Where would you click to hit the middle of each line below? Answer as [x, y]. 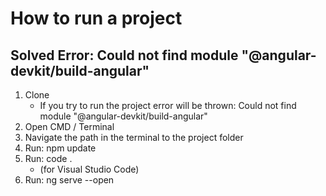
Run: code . [48, 158]
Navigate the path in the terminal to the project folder [134, 137]
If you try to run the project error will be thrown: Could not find [168, 105]
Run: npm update [60, 148]
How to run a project [96, 18]
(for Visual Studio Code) [89, 169]
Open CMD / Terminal [69, 126]
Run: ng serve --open [69, 180]
